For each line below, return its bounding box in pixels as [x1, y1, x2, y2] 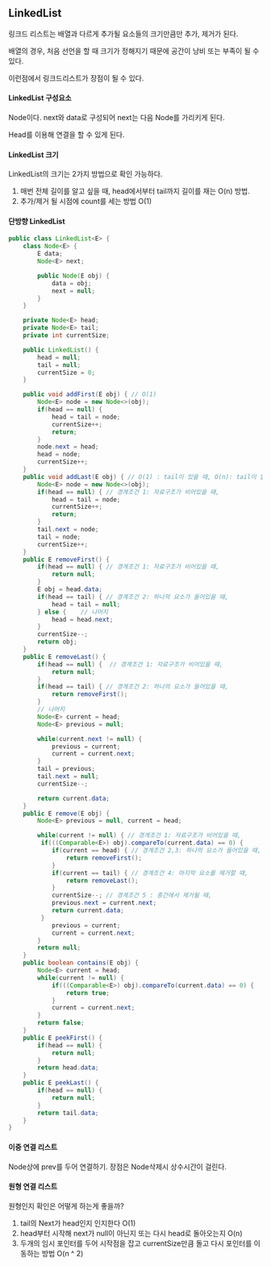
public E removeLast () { [23, 652, 106, 660]
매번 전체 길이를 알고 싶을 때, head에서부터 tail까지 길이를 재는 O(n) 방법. [19, 186, 250, 196]
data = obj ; [51, 279, 92, 287]
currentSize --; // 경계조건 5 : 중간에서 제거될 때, [51, 891, 212, 900]
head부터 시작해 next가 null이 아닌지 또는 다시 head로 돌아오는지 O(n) [19, 1228, 243, 1238]
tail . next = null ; [37, 773, 99, 781]
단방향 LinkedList [8, 216, 66, 226]
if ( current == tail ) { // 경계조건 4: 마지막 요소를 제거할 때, [51, 868, 248, 877]
